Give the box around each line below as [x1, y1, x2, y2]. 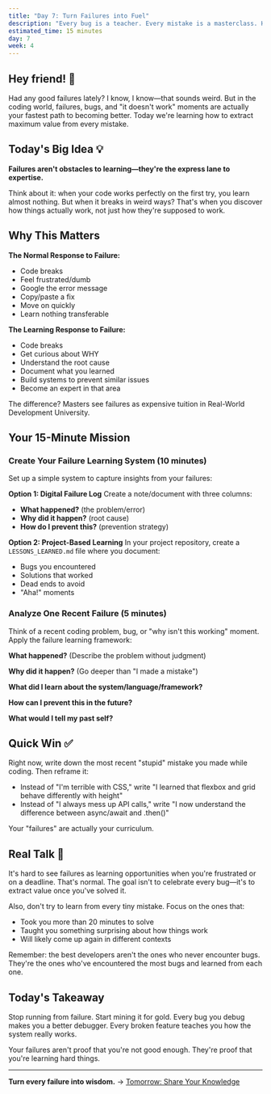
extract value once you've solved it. [8, 886, 127, 896]
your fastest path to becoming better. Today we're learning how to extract [8, 110, 254, 120]
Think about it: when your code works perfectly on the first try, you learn [8, 188, 250, 198]
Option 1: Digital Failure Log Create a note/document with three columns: [8, 489, 252, 499]
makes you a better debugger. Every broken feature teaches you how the [8, 1020, 252, 1030]
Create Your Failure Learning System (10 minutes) [8, 454, 207, 466]
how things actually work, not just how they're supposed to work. [8, 205, 226, 215]
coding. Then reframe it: [8, 767, 89, 776]
